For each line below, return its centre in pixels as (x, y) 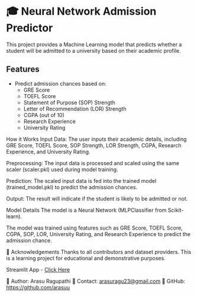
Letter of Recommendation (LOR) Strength (75, 109)
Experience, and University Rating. (48, 151)
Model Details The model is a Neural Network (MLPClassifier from (86, 210)
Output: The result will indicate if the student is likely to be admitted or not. (97, 198)
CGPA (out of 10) (44, 115)
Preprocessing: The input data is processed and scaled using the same (93, 163)
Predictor (30, 28)
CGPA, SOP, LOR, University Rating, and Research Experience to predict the (98, 234)
